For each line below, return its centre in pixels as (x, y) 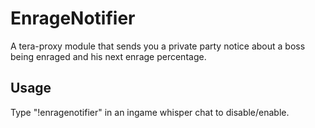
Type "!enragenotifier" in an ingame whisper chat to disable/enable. (150, 112)
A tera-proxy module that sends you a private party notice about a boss (158, 46)
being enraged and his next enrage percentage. (108, 56)
